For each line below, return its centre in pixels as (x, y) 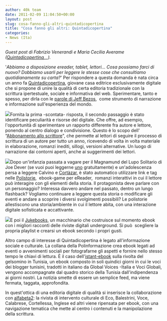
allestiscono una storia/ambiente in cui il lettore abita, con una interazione (81, 204)
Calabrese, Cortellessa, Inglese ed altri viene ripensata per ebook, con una (82, 303)
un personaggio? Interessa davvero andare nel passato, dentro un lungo (79, 188)
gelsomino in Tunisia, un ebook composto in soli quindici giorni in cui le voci (83, 261)
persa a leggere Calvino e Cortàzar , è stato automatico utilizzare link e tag (81, 172)
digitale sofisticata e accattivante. (40, 209)
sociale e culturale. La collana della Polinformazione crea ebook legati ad (80, 245)
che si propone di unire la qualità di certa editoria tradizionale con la (75, 88)
